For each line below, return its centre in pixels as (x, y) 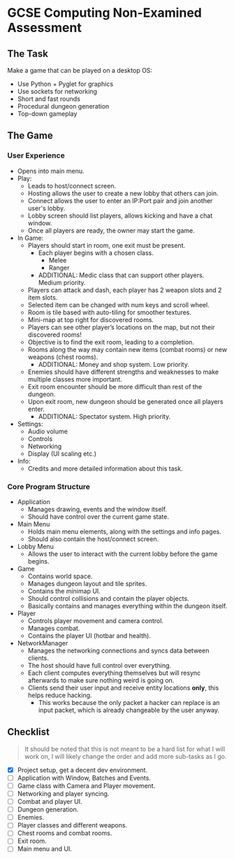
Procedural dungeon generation (63, 106)
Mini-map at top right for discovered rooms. (91, 319)
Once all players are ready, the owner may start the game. (111, 230)
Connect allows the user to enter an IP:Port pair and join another (120, 200)
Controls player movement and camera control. (96, 620)
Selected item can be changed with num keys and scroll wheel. (118, 305)
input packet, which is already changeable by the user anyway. (129, 710)
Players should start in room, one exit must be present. (107, 245)
